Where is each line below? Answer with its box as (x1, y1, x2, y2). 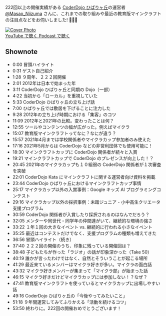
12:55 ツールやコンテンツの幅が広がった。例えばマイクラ (12, 124, 130, 130)
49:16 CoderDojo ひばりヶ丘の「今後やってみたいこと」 (12, 292, 127, 298)
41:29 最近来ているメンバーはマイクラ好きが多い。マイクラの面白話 (12, 261, 152, 267)
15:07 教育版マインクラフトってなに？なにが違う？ (12, 130, 116, 136)
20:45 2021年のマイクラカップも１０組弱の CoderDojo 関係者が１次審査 (12, 161, 161, 167)
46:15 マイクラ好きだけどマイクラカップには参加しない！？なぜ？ (12, 274, 147, 280)
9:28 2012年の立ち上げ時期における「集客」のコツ (12, 111, 116, 117)
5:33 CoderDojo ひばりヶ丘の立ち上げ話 (12, 99, 95, 105)
